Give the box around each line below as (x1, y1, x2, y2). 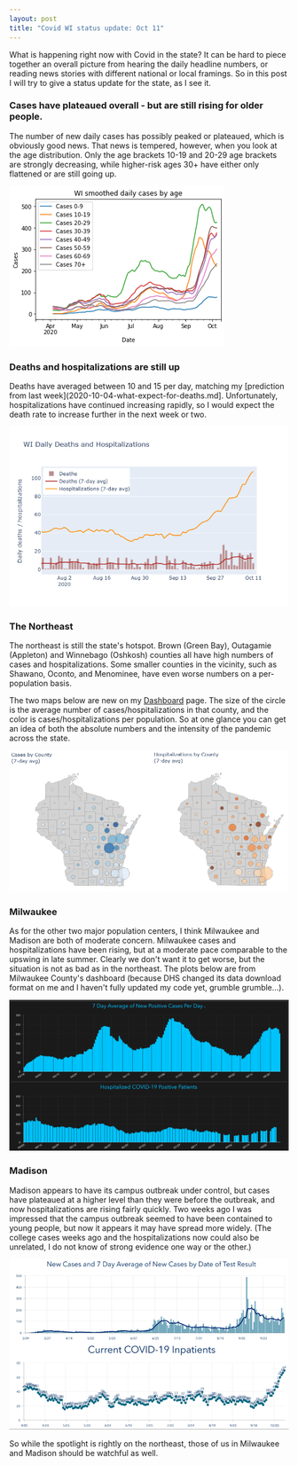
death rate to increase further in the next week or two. (9, 409, 207, 420)
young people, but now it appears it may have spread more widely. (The (9, 1222, 272, 1233)
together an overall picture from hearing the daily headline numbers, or (9, 59, 269, 69)
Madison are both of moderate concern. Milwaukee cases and (9, 935, 237, 945)
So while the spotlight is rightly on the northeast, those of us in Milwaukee (9, 1438, 280, 1449)
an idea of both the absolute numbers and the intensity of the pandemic (9, 724, 272, 734)
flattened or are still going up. (9, 168, 117, 179)
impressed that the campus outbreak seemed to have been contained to (9, 1213, 273, 1224)
